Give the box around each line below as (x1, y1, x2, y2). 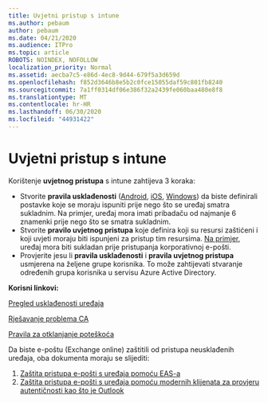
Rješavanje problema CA (8, 314, 89, 323)
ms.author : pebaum (8, 19, 69, 27)
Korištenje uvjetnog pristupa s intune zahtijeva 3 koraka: (8, 176, 195, 186)
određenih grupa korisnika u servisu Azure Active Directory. (19, 268, 217, 277)
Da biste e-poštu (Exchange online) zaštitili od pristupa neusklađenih (8, 344, 235, 354)
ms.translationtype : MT (8, 93, 88, 101)
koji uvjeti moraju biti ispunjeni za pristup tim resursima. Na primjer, (19, 233, 241, 243)
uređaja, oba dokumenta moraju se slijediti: (8, 353, 150, 362)
